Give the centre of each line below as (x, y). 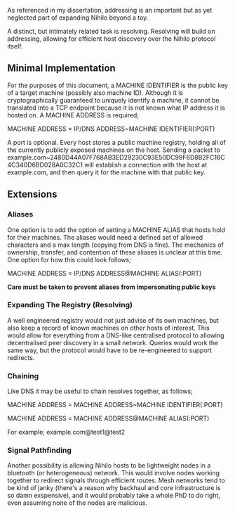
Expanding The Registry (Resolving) (70, 305)
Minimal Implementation (61, 69)
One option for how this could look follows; (69, 259)
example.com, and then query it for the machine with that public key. (106, 172)
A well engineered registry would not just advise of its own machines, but (113, 320)
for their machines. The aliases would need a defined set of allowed (105, 237)
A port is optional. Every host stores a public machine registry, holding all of (116, 142)
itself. (15, 46)
